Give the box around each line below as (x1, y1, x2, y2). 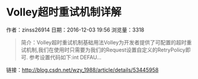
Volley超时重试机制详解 (6, 5, 122, 19)
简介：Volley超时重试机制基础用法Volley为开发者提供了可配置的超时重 (20, 39, 192, 46)
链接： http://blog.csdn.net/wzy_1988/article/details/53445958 (6, 66, 159, 73)
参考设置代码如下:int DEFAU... (29, 53, 101, 61)
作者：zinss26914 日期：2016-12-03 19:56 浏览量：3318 (6, 26, 145, 33)
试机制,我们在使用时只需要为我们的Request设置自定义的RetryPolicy (20, 46, 186, 53)
